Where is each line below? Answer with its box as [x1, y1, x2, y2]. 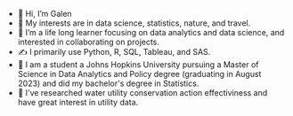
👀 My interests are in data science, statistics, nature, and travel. [17, 18, 251, 28]
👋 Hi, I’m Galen [17, 9, 73, 19]
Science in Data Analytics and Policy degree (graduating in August [17, 69, 262, 79]
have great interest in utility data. [17, 97, 139, 107]
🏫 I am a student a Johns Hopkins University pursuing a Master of [17, 59, 259, 70]
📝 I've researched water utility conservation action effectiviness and [17, 88, 268, 97]
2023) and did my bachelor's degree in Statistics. [17, 78, 199, 89]
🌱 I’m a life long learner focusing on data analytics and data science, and [17, 27, 285, 37]
